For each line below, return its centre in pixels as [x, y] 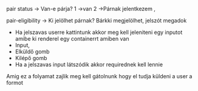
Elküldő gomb [32, 52]
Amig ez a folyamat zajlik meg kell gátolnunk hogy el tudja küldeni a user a [99, 76]
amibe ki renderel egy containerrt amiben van [72, 39]
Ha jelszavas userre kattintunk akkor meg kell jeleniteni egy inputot [99, 32]
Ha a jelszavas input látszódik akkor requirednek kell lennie [89, 64]
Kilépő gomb [31, 58]
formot [15, 83]
